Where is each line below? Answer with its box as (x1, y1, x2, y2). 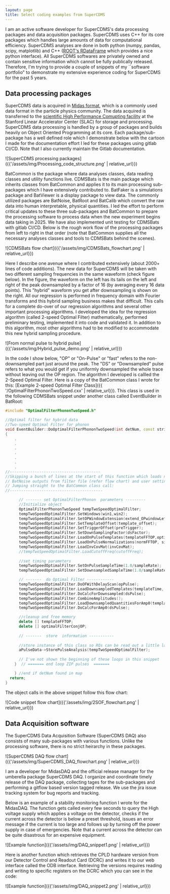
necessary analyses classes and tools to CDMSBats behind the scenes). (5, 235, 156, 241)
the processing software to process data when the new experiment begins (5, 214, 160, 220)
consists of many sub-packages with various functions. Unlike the (5, 738, 143, 744)
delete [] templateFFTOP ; (18, 619, 73, 624)
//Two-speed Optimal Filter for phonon (5, 422, 90, 427)
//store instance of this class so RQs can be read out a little (18, 643, 159, 648)
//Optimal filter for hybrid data (5, 418, 78, 423)
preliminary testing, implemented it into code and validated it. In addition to (5, 320, 161, 326)
